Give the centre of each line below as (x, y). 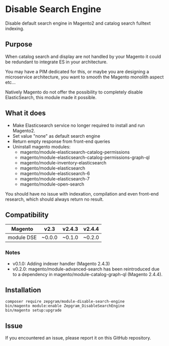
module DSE (22, 237)
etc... (11, 82)
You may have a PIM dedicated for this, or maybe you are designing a (77, 71)
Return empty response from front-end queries (61, 141)
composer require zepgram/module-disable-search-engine (65, 302)
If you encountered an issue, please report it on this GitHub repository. (78, 338)
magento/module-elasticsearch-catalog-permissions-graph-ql (85, 157)
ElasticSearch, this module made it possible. (51, 97)
